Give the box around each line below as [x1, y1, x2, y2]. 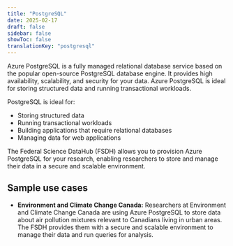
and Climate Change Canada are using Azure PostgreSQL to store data [17, 208, 221, 217]
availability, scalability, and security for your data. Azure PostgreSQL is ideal [7, 77, 226, 85]
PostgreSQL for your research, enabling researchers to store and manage [7, 154, 218, 163]
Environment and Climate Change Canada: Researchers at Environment [17, 201, 227, 209]
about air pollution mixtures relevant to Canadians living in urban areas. [17, 215, 223, 224]
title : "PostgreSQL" [7, 10, 68, 17]
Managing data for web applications [17, 133, 121, 142]
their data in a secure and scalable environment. [7, 162, 146, 170]
